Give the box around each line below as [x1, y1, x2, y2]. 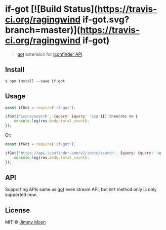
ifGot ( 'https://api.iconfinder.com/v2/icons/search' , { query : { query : [5, 151, 154, 155]
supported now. [5, 192, 37, 198]
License [5, 206, 30, 214]
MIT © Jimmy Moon [5, 219, 46, 225]
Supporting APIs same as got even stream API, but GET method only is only [5, 187, 157, 192]
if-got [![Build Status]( [5, 3, 98, 15]
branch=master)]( [5, 25, 81, 36]
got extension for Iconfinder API [17, 51, 83, 57]
